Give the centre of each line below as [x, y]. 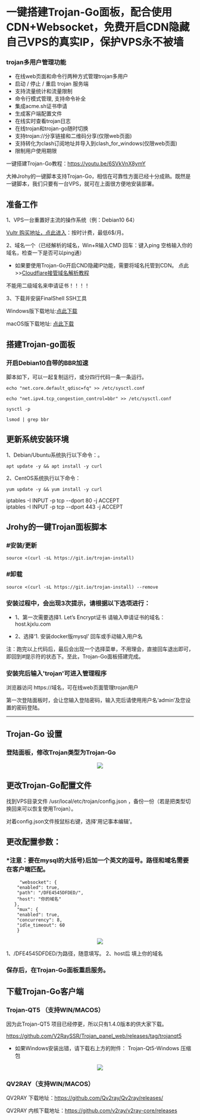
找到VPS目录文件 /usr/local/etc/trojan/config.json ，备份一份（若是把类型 [96, 801]
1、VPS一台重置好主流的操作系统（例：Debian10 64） [72, 220]
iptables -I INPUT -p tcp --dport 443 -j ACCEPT [65, 507]
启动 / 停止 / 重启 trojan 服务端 [52, 84]
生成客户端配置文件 [38, 113]
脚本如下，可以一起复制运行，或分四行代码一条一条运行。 [76, 377]
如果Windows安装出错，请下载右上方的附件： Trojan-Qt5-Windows [97, 1048]
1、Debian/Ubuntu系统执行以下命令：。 [54, 455]
